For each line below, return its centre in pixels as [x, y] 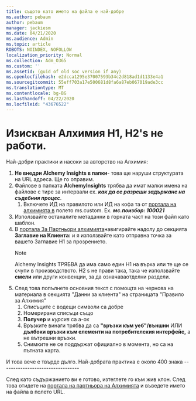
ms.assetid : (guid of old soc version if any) [64, 72]
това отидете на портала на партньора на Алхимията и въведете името [96, 386]
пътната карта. [42, 351]
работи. [26, 146]
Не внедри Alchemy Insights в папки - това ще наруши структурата [99, 173]
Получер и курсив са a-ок [56, 320]
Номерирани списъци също [58, 313]
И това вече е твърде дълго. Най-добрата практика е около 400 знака [94, 362]
